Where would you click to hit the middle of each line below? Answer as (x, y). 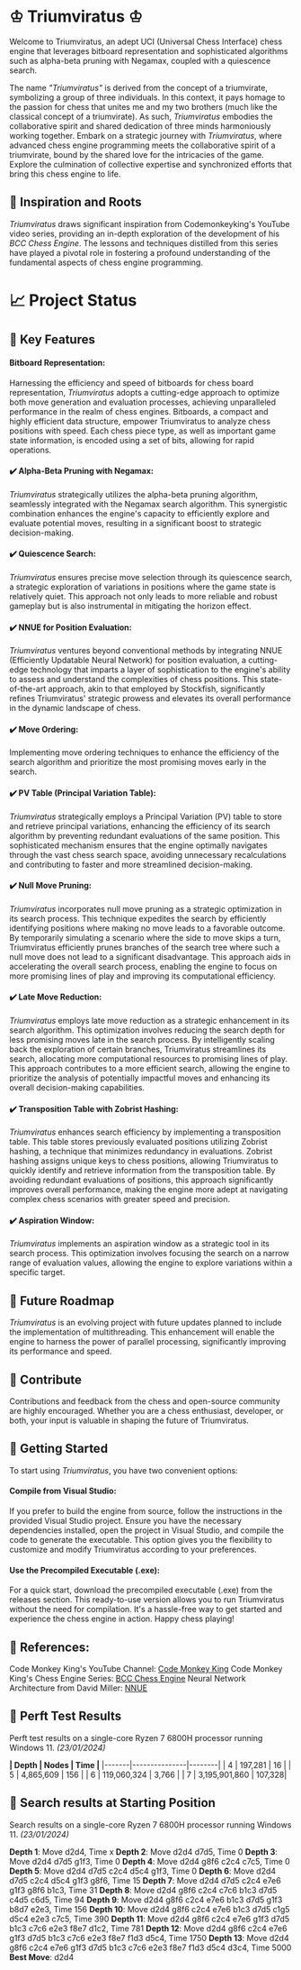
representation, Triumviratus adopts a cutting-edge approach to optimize (145, 392)
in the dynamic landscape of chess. (75, 708)
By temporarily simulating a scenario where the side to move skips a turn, (145, 937)
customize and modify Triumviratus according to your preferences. (133, 1549)
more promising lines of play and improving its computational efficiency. (142, 976)
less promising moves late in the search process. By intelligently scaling (142, 1039)
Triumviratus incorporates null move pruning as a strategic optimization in (146, 908)
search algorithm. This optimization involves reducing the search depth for (147, 1030)
